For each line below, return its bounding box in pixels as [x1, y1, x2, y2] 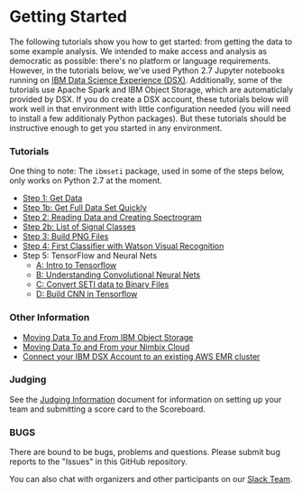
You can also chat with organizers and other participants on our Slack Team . [9, 474, 293, 485]
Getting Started [9, 6, 128, 27]
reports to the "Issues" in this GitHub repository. [9, 456, 188, 467]
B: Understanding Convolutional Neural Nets [35, 269, 201, 281]
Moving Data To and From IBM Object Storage [22, 331, 194, 342]
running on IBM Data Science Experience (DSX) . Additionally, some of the [9, 74, 282, 85]
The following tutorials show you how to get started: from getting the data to [9, 36, 293, 47]
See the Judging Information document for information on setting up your [9, 394, 282, 405]
